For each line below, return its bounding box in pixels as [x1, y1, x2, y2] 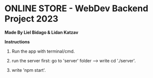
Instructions [4, 39, 30, 44]
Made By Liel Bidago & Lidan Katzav [4, 29, 78, 35]
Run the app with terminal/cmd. [11, 48, 75, 54]
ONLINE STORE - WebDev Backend [4, 3, 149, 14]
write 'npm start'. [11, 67, 46, 73]
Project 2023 [4, 13, 58, 24]
